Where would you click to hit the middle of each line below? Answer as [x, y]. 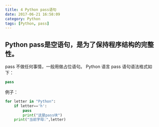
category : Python [23, 19]
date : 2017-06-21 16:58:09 [33, 14]
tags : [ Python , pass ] [27, 23]
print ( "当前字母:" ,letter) [40, 120]
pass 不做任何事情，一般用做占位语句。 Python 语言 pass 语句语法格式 [77, 66]
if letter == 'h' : [31, 106]
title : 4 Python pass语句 [31, 10]
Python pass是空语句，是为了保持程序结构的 [73, 45]
